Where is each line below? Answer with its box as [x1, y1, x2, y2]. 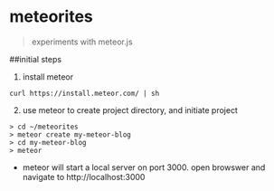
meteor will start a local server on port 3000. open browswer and [22, 161, 266, 173]
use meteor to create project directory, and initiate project [22, 104, 238, 115]
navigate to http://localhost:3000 [22, 171, 146, 182]
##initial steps [9, 53, 61, 64]
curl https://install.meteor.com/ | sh [9, 89, 160, 98]
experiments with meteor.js [31, 36, 133, 47]
